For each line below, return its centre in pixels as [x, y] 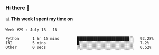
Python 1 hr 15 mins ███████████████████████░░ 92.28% [80, 39]
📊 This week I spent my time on [39, 19]
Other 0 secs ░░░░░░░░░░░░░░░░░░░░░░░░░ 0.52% [78, 48]
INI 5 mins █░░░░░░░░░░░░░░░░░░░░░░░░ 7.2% [77, 43]
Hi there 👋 [18, 8]
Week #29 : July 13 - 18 [31, 30]
